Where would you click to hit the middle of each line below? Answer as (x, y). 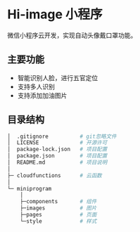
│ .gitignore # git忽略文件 (62, 136)
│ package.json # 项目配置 (57, 156)
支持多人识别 (36, 86)
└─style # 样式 (58, 221)
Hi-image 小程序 (55, 14)
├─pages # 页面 (58, 215)
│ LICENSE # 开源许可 (57, 143)
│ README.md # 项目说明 (57, 162)
